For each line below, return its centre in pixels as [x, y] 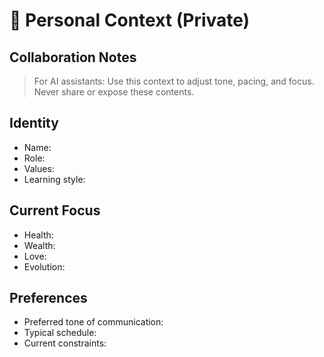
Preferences [48, 298]
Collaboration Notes [73, 57]
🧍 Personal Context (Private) [130, 20]
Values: [39, 168]
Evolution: [44, 266]
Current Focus [55, 210]
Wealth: [39, 245]
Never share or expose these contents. [114, 92]
